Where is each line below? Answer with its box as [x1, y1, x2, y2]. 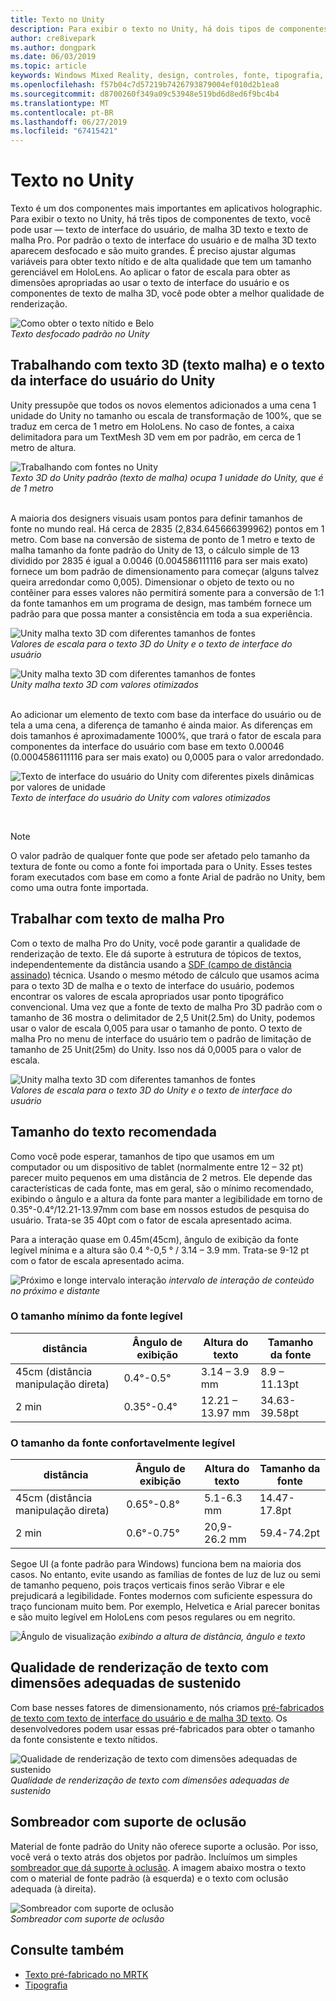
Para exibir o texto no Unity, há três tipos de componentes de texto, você [10, 213, 312, 225]
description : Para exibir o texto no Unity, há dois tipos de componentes [10, 24, 329, 34]
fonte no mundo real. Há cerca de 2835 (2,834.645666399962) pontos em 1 [10, 522, 325, 535]
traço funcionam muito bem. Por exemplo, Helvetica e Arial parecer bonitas [10, 1601, 321, 1613]
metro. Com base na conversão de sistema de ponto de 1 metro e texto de [10, 533, 316, 545]
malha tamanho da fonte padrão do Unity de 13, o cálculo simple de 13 [10, 544, 300, 556]
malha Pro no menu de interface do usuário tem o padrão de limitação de [10, 1032, 312, 1045]
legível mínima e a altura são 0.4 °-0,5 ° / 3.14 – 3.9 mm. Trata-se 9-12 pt [10, 1244, 310, 1256]
